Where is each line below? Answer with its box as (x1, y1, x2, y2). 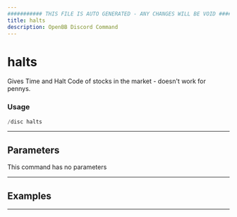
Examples (7, 190, 51, 201)
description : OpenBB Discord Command (7, 23, 119, 30)
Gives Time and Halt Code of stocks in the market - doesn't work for (7, 77, 207, 85)
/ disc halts (7, 118, 42, 125)
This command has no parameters (7, 163, 107, 171)
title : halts (7, 17, 46, 24)
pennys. (7, 85, 31, 93)
